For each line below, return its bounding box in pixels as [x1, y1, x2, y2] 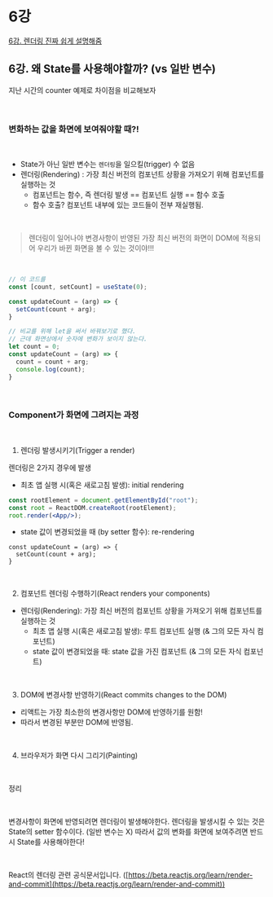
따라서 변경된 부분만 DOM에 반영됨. [20, 718, 134, 728]
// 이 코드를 [8, 275, 46, 284]
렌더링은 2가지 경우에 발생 [8, 462, 92, 473]
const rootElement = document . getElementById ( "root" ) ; [8, 496, 199, 504]
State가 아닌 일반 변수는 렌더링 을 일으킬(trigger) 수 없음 [20, 160, 196, 169]
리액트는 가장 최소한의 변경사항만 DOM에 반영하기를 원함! [20, 707, 204, 717]
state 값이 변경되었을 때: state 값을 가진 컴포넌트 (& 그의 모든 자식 [32, 647, 242, 657]
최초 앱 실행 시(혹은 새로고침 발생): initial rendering [20, 480, 185, 490]
